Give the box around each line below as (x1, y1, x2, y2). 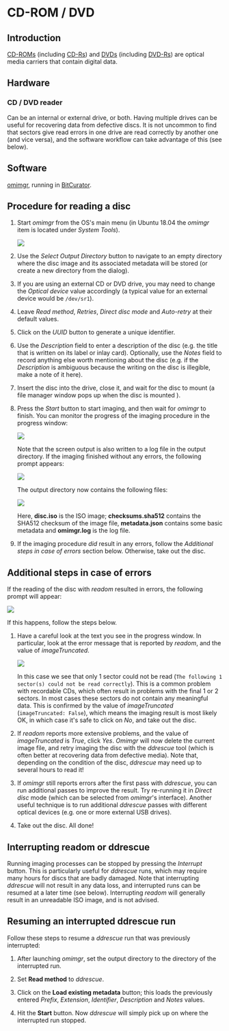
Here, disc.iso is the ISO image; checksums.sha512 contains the (16, 512, 202, 520)
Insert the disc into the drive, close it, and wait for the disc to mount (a (16, 384, 215, 392)
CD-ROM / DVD (7, 5, 95, 21)
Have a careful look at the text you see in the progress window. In (16, 632, 202, 640)
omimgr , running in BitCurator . (7, 180, 92, 189)
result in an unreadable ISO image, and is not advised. (7, 895, 159, 904)
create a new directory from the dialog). (16, 266, 130, 275)
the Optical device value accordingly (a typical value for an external (16, 287, 208, 295)
